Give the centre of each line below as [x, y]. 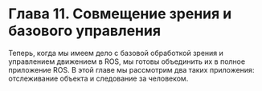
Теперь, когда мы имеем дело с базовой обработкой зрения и [116, 53]
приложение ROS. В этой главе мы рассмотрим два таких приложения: [131, 69]
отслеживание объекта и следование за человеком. [98, 78]
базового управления [85, 31]
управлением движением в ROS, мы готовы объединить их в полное [127, 61]
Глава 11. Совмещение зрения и [120, 14]
